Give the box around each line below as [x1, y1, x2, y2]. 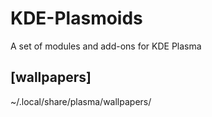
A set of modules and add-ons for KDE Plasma [10, 40, 202, 52]
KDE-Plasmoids [10, 7, 143, 30]
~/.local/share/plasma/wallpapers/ [10, 95, 152, 107]
